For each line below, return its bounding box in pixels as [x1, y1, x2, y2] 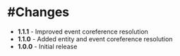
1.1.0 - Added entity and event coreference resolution [17, 34, 173, 43]
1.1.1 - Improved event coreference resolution [17, 27, 148, 36]
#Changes [7, 4, 70, 20]
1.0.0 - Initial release [17, 42, 78, 50]
